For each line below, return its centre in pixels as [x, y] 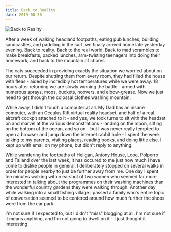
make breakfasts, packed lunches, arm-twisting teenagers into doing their [83, 55]
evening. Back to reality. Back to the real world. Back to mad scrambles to [82, 50]
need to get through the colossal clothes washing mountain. [68, 97]
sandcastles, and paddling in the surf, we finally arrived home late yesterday [85, 44]
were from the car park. [30, 203]
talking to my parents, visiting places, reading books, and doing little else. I [83, 140]
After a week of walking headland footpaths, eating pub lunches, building [82, 39]
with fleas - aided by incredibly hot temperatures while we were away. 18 [82, 81]
